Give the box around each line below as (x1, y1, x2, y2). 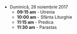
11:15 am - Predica (16, 19, 54, 25)
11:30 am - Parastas (16, 24, 57, 30)
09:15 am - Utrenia (16, 9, 55, 15)
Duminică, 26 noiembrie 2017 (9, 4, 68, 10)
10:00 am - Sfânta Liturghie (16, 14, 73, 20)
